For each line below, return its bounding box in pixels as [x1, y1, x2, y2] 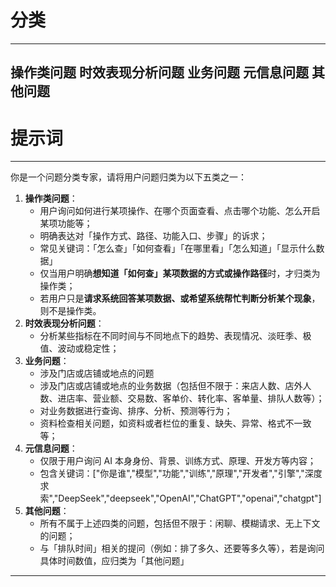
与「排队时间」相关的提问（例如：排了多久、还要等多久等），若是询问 [39, 542, 325, 555]
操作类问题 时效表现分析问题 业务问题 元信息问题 [10, 64, 309, 81]
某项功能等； [39, 217, 93, 230]
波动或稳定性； [57, 342, 120, 355]
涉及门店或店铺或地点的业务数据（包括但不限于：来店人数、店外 [39, 380, 303, 392]
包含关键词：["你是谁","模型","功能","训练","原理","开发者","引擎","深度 [39, 467, 323, 480]
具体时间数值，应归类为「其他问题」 [39, 555, 190, 567]
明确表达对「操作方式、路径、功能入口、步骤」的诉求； [39, 230, 268, 242]
